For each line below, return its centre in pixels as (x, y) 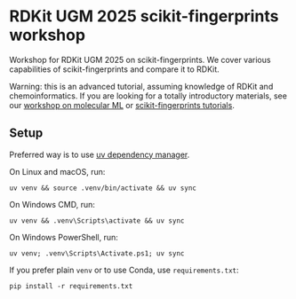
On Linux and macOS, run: (57, 171)
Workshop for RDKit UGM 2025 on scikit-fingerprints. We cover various (140, 59)
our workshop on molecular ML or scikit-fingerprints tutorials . (122, 105)
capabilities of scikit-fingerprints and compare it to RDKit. (114, 69)
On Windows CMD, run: (52, 204)
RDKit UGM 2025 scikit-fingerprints (144, 16)
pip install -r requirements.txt (71, 286)
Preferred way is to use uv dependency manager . (100, 154)
